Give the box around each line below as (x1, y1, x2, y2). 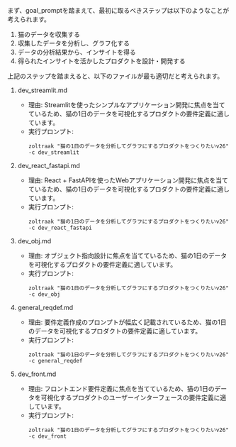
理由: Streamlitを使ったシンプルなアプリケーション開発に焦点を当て (28, 101, 225, 109)
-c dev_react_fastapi (28, 224, 92, 231)
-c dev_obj (28, 291, 61, 298)
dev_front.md (17, 370, 57, 378)
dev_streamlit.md (17, 86, 68, 94)
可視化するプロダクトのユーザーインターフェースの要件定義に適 (40, 393, 227, 402)
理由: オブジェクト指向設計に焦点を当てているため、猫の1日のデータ (28, 251, 227, 260)
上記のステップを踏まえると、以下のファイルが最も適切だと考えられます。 (7, 72, 224, 80)
